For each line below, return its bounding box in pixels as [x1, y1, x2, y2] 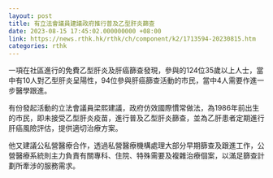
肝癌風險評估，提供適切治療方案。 [8, 124, 123, 133]
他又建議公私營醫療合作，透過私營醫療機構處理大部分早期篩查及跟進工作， [8, 141, 258, 150]
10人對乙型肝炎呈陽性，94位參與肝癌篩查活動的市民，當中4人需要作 [22, 76, 250, 85]
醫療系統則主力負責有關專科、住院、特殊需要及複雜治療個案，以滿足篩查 [15, 151, 258, 161]
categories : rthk [8, 42, 67, 50]
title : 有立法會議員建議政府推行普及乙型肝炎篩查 [8, 20, 155, 28]
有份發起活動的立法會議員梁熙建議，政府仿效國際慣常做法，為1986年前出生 [8, 103, 260, 113]
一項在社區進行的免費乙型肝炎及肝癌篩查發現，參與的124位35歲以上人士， [8, 66, 258, 76]
